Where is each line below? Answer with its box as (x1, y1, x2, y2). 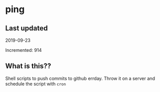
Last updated (5, 24, 48, 33)
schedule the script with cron (5, 80, 66, 87)
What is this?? (5, 62, 51, 71)
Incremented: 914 (5, 47, 42, 53)
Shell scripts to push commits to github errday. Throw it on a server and (5, 75, 155, 81)
